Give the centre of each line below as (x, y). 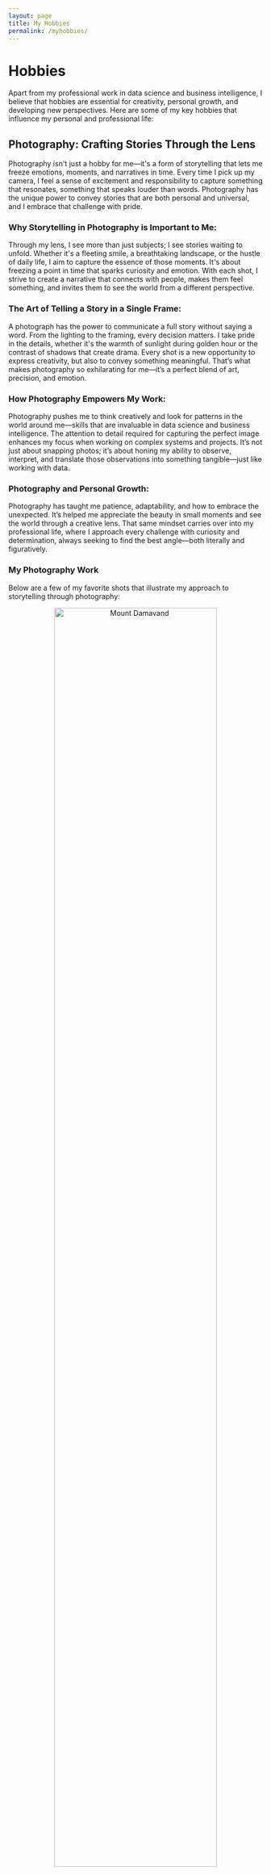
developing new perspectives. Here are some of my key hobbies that (123, 111)
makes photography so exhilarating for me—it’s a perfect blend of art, (124, 369)
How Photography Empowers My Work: (88, 399)
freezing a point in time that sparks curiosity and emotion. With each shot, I (133, 270)
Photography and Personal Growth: (79, 488)
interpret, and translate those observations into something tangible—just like (135, 459)
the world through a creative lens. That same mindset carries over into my (131, 523)
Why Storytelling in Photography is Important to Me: (113, 228)
